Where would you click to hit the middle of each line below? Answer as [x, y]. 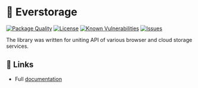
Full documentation [38, 79]
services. [17, 46]
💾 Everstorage [42, 12]
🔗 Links [20, 65]
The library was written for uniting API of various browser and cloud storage [99, 40]
